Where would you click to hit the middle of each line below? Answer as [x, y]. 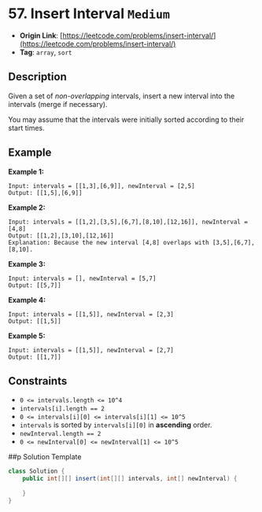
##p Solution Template [45, 457]
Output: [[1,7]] [35, 357]
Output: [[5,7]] [35, 285]
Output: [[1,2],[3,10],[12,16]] [61, 236]
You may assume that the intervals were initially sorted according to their [126, 120]
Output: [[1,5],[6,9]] [45, 193]
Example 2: [27, 207]
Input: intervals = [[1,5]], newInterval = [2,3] [91, 314]
